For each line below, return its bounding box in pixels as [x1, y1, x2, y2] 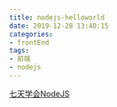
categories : [9, 29, 53, 38]
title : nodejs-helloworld [9, 12, 105, 22]
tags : [9, 46, 29, 55]
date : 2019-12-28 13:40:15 [9, 21, 109, 30]
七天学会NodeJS [9, 88, 70, 99]
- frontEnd [9, 37, 50, 47]
